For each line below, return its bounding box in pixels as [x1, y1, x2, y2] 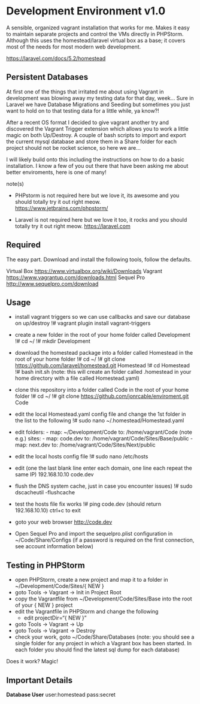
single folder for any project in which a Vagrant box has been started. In [14, 640, 192, 647]
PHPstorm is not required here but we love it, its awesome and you [14, 192, 180, 199]
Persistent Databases [6, 72, 89, 82]
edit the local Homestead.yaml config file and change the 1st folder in [14, 410, 186, 418]
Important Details [6, 675, 73, 685]
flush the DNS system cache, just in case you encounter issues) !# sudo [14, 482, 193, 490]
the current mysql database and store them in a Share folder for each [6, 138, 177, 145]
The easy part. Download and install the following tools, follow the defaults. [6, 256, 192, 263]
